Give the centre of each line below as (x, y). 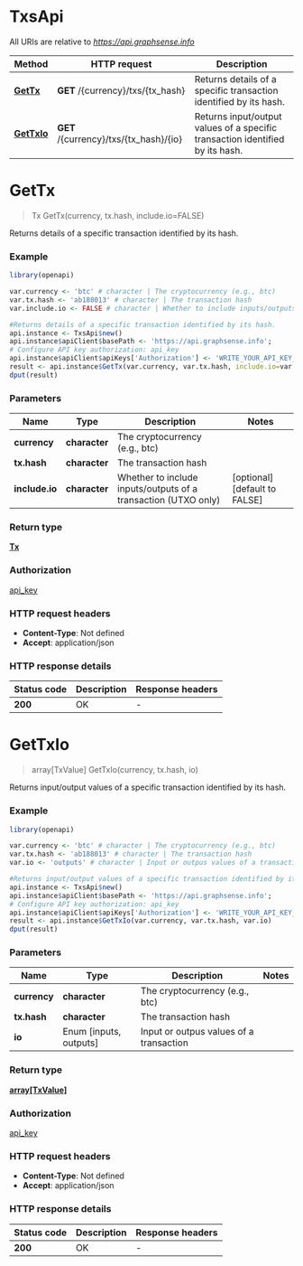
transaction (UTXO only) (169, 501)
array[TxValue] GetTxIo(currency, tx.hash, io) (115, 770)
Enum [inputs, (92, 1032)
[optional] (253, 478)
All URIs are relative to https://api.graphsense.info (102, 42)
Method (31, 63)
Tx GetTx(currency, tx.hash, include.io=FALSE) (118, 215)
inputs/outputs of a (157, 489)
